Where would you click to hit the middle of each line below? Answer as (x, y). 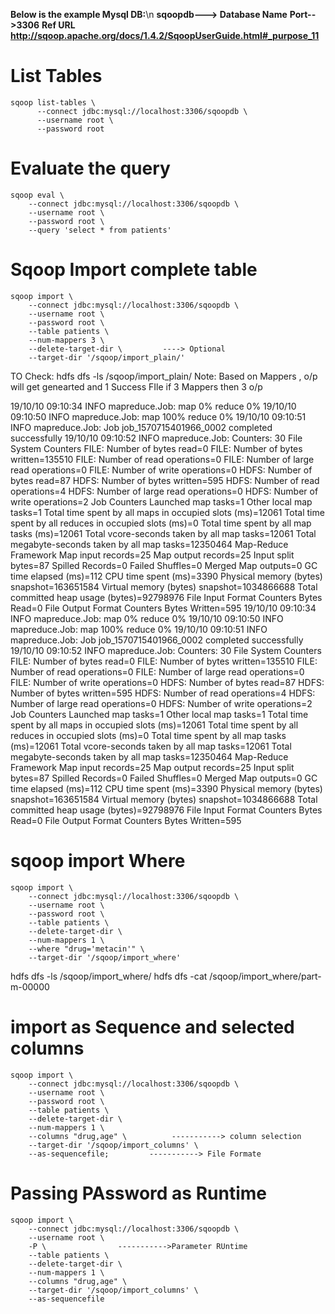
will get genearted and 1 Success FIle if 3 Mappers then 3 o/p (136, 386)
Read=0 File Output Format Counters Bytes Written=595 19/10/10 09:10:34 (163, 608)
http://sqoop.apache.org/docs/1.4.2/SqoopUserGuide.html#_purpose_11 (165, 35)
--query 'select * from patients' (100, 230)
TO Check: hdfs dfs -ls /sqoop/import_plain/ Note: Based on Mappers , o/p (164, 376)
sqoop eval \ (37, 195)
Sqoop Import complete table (134, 270)
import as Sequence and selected (152, 1026)
